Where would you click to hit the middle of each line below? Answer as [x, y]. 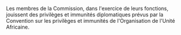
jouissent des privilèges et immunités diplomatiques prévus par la [85, 15]
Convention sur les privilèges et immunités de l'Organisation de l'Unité [90, 21]
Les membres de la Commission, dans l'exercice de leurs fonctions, [87, 8]
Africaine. [18, 27]
